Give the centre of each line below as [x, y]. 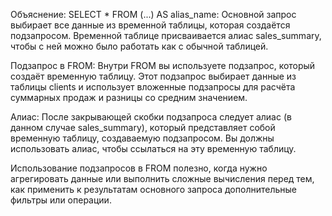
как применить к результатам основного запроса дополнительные [153, 189]
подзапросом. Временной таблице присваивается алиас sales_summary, [166, 35]
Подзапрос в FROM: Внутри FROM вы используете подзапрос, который [163, 65]
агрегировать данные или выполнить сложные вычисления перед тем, [162, 178]
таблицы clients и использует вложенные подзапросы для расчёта [153, 87]
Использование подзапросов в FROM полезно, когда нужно [139, 168]
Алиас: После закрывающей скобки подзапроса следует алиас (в [151, 117]
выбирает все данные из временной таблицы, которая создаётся [150, 25]
